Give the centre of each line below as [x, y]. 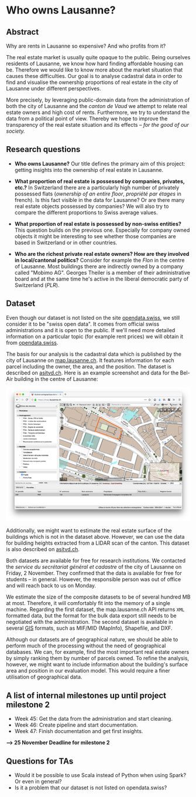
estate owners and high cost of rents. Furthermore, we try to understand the [98, 112]
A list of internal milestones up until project [86, 695]
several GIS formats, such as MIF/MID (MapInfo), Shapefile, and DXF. [89, 628]
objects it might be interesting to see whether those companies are [95, 236]
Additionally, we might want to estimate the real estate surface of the [89, 531]
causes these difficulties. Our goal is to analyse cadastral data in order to [94, 76]
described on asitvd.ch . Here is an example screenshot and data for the [92, 373]
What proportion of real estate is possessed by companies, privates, [99, 181]
